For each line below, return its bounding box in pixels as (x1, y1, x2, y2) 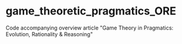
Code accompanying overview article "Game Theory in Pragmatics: (5, 24, 174, 31)
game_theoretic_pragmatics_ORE (5, 4, 177, 18)
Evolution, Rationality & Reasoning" (5, 30, 93, 37)
